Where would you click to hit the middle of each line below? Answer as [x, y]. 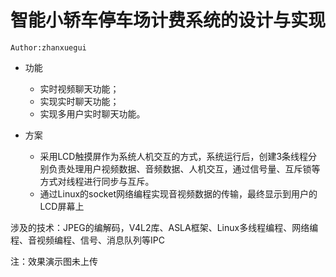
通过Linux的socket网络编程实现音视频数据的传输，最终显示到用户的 [178, 193]
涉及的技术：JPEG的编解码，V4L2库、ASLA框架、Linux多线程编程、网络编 [164, 227]
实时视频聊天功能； [79, 88]
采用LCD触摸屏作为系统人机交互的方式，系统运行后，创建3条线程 [174, 156]
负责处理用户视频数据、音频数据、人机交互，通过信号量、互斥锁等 [184, 168]
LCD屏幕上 [62, 206]
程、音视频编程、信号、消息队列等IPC [87, 240]
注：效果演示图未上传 [54, 261]
